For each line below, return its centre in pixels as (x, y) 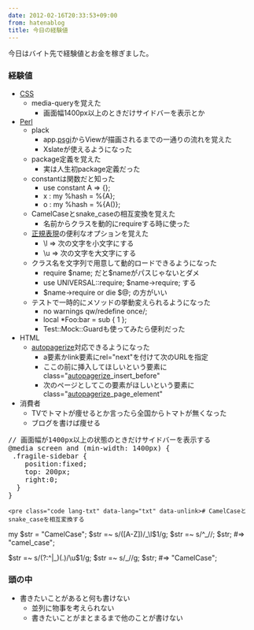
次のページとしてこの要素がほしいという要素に (119, 385)
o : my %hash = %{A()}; (82, 204)
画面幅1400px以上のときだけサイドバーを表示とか (124, 113)
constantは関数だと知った (73, 179)
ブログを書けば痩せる (66, 423)
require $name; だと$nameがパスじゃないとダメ (121, 272)
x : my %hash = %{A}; (79, 196)
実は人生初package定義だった (92, 169)
